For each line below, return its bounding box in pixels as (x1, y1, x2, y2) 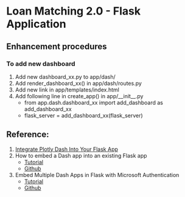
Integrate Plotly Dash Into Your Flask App (15, 145, 119, 153)
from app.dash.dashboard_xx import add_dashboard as (24, 99, 163, 106)
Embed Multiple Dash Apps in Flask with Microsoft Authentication (15, 171, 180, 178)
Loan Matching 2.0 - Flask (6, 4, 141, 18)
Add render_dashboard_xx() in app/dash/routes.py (15, 79, 142, 87)
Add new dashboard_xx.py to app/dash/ (15, 73, 116, 80)
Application (6, 17, 66, 31)
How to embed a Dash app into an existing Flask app (15, 152, 147, 159)
